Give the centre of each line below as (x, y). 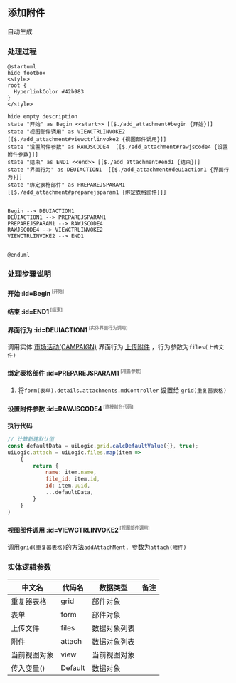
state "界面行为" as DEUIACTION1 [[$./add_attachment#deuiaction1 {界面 (116, 170)
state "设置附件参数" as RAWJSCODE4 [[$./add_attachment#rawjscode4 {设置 (118, 147)
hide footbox (27, 73)
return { (46, 466)
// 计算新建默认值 (31, 440)
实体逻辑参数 (29, 568)
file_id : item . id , (73, 479)
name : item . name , (71, 473)
